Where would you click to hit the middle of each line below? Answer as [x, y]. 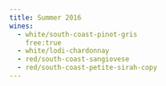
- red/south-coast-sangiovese [73, 59]
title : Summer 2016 [46, 17]
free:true [44, 43]
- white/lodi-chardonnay [63, 51]
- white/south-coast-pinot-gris [78, 34]
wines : [21, 26]
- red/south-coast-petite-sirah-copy [87, 68]
